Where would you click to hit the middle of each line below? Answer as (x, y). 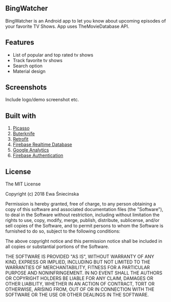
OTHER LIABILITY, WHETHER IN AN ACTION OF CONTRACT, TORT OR (80, 284)
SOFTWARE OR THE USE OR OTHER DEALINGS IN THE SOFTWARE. (77, 295)
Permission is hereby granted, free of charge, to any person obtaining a (81, 204)
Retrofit (20, 139)
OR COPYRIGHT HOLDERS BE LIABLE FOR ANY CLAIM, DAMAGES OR (79, 278)
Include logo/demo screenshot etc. (42, 100)
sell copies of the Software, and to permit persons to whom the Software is (84, 226)
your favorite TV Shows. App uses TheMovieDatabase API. (67, 26)
